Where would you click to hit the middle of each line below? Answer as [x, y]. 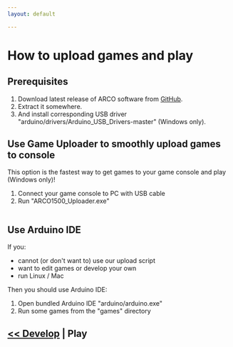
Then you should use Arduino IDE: [57, 290]
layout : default [31, 14]
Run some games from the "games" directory [84, 311]
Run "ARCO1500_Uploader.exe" [63, 201]
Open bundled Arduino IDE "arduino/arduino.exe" [90, 304]
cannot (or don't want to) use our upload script [86, 261]
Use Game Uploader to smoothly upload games [114, 144]
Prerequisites [38, 82]
